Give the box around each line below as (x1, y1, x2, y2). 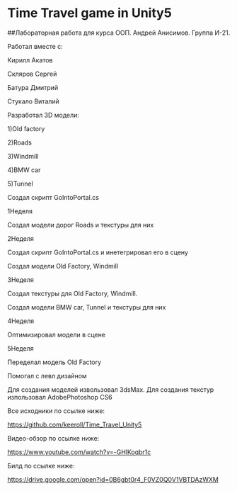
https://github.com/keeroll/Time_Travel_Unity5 (7, 420, 142, 429)
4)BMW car (7, 165, 41, 174)
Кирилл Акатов (7, 55, 53, 64)
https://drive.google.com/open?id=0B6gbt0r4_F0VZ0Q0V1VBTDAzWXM (7, 475, 219, 483)
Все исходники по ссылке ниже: (7, 406, 105, 415)
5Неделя (7, 344, 34, 352)
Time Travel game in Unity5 (7, 5, 172, 21)
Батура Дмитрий (7, 83, 59, 91)
